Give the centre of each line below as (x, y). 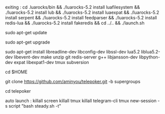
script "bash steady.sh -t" (35, 106)
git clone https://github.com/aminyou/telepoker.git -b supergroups (73, 82)
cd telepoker (18, 91)
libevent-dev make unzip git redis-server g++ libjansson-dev (76, 57)
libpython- (149, 57)
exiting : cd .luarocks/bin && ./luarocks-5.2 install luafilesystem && (73, 7)
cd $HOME (16, 72)
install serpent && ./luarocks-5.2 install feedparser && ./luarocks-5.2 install (81, 18)
